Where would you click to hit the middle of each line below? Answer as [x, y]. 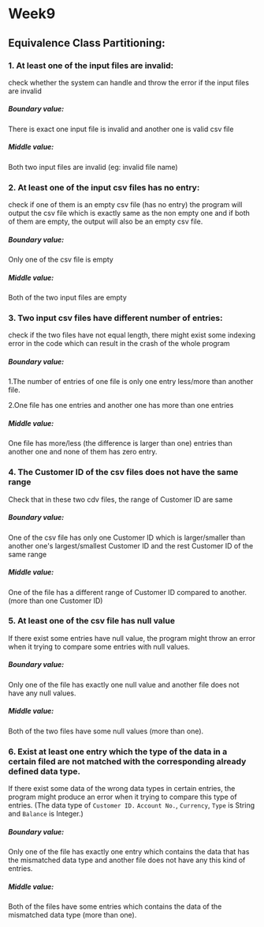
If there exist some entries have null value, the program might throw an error [132, 638]
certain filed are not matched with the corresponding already [127, 761]
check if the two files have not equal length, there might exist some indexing [132, 335]
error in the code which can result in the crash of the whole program [119, 344]
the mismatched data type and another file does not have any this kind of [127, 860]
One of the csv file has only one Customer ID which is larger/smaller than [127, 537]
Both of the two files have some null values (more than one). [106, 731]
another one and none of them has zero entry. [83, 452]
